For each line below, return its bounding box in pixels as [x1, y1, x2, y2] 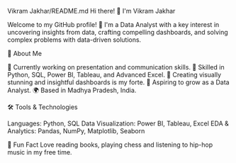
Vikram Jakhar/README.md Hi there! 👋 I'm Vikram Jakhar [7, 7, 176, 15]
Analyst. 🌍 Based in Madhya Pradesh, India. [7, 86, 137, 94]
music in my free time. [7, 148, 72, 156]
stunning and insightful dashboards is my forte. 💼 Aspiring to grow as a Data [7, 78, 230, 86]
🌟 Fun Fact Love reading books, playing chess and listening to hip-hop [7, 140, 213, 149]
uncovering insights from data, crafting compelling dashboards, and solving [7, 28, 228, 36]
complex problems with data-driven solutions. [7, 35, 142, 44]
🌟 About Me [7, 50, 43, 57]
